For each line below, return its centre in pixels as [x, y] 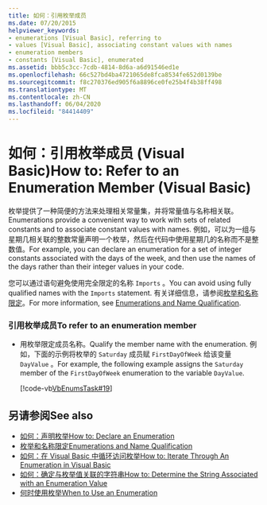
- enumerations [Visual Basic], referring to [85, 38]
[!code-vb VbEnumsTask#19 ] [66, 388]
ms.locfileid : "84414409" [51, 112]
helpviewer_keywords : [44, 30]
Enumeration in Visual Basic [65, 465]
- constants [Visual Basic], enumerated [76, 60]
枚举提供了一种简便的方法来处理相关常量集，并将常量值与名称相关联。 [123, 211]
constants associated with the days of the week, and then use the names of [132, 258]
